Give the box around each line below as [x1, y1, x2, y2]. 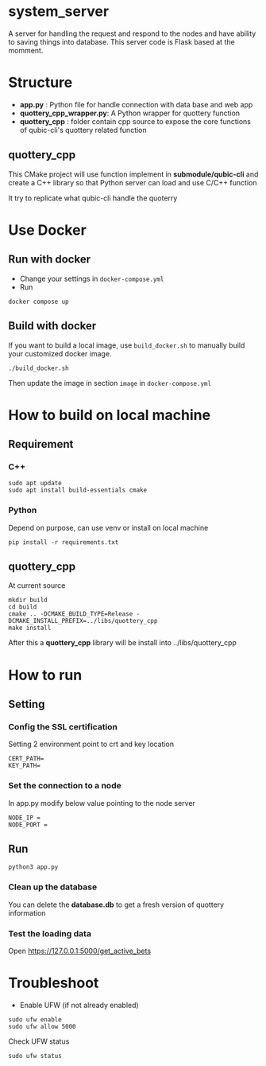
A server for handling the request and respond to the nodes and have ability [8, 29, 256, 38]
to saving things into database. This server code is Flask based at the [8, 37, 236, 46]
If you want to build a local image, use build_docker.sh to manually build [8, 340, 245, 350]
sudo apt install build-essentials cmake [8, 486, 148, 495]
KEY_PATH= [8, 762, 41, 770]
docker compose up [8, 298, 69, 305]
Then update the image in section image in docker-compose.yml [8, 378, 212, 387]
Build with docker [8, 319, 97, 333]
